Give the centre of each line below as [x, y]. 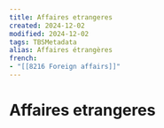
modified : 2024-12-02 [49, 34]
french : [23, 58]
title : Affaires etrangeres [61, 17]
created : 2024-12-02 [47, 26]
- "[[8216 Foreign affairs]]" [65, 67]
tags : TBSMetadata [43, 42]
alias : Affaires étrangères [61, 50]
